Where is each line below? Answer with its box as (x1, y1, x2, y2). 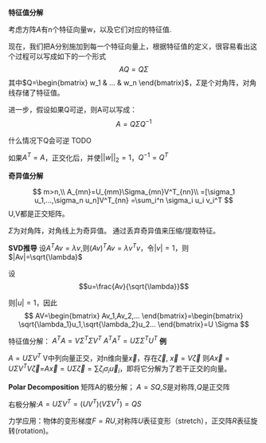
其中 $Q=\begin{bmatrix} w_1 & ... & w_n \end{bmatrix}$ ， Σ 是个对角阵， (8, 78, 243, 87)
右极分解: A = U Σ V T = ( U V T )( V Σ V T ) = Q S (8, 398, 142, 409)
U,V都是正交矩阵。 (8, 209, 69, 218)
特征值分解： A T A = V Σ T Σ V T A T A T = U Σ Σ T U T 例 (8, 335, 167, 346)
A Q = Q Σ (119, 65, 149, 74)
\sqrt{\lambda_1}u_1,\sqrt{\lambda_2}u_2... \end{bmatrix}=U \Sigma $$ (18, 319, 249, 329)
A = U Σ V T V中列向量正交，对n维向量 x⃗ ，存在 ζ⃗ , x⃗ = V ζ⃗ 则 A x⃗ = (8, 352, 230, 363)
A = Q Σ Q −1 (115, 118, 152, 128)
